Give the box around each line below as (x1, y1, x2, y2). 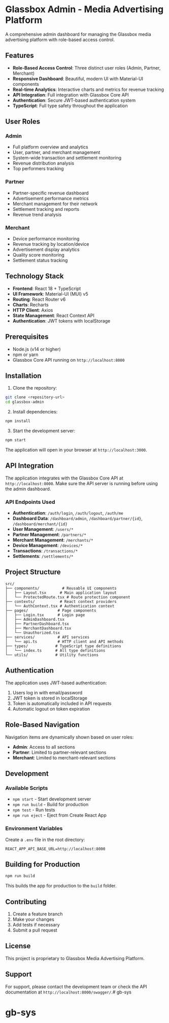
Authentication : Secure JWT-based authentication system (12, 97, 136, 103)
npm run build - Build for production (12, 802, 89, 808)
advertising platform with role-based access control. (5, 37, 115, 43)
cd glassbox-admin (5, 400, 44, 405)
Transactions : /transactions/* (12, 548, 78, 554)
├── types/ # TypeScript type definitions (5, 644, 122, 649)
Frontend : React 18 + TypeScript (12, 285, 81, 292)
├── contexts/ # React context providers (5, 599, 117, 604)
